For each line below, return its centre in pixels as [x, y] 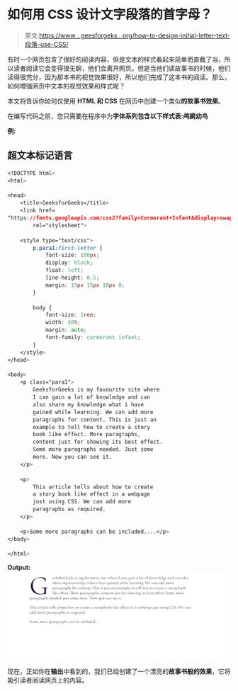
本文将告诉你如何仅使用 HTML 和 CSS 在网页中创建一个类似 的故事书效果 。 [116, 101]
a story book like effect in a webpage [92, 494]
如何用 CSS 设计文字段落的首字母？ [110, 15]
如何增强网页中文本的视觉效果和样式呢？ [66, 86]
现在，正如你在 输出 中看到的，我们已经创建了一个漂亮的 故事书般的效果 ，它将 [119, 672]
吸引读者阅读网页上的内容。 [48, 680]
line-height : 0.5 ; [72, 278]
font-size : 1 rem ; [71, 315]
